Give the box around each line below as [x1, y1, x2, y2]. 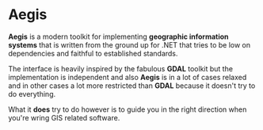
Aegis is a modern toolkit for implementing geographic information [8, 32, 229, 41]
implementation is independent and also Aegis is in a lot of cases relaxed [8, 72, 247, 82]
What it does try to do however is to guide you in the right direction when [8, 105, 247, 114]
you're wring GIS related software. [8, 113, 120, 122]
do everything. [8, 89, 56, 98]
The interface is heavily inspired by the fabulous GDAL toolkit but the [8, 63, 234, 73]
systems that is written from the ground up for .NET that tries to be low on [8, 40, 251, 49]
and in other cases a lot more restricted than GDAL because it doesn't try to [8, 81, 256, 90]
